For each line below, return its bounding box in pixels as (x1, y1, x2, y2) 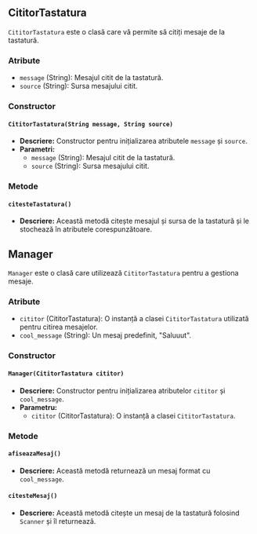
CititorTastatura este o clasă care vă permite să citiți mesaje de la (8, 27, 226, 36)
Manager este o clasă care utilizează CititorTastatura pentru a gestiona (8, 269, 239, 278)
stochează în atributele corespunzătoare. (19, 225, 153, 234)
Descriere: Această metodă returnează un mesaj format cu (19, 466, 211, 475)
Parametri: (19, 144, 55, 154)
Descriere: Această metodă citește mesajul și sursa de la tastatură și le (19, 216, 249, 226)
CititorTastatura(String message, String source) (8, 120, 174, 128)
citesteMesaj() (8, 492, 58, 500)
